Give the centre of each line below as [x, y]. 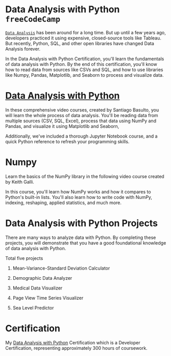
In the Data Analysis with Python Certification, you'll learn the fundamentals [85, 59]
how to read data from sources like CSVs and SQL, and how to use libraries [84, 70]
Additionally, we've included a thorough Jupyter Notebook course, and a [81, 136]
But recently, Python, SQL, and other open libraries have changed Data [80, 43]
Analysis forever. [23, 49]
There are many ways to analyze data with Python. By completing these [81, 237]
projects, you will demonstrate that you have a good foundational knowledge [86, 243]
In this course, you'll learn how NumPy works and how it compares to [78, 192]
